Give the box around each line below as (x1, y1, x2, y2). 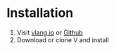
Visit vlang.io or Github (16, 28, 84, 37)
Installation (6, 5, 74, 21)
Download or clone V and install (16, 35, 110, 44)
